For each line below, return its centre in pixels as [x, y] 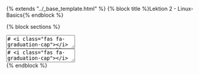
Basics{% [18, 15]
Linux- [186, 9]
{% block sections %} [33, 27]
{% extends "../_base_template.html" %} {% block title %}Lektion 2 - [91, 9]
